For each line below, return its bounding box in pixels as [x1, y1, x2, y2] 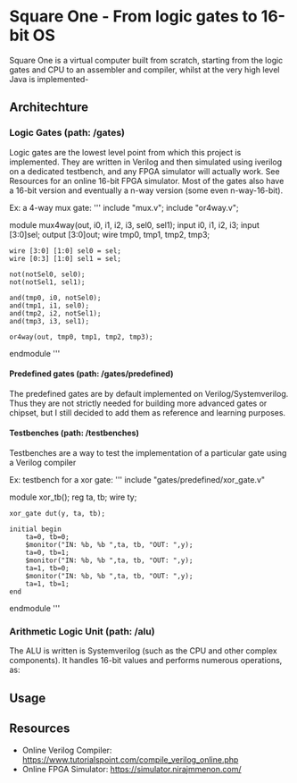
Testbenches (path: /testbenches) [9, 427, 140, 439]
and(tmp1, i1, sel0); [9, 301, 90, 310]
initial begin [9, 525, 62, 534]
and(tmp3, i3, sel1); [9, 316, 90, 325]
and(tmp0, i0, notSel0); [9, 293, 102, 302]
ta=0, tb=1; [25, 548, 70, 558]
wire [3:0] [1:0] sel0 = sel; [9, 246, 122, 256]
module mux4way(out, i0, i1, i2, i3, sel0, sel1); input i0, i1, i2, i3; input [9, 219, 260, 230]
